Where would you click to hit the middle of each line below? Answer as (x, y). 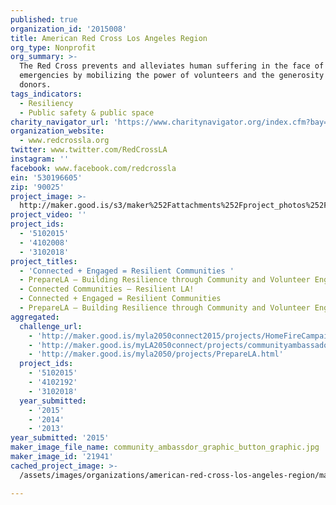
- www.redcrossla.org (64, 141)
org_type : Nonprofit (53, 47)
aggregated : (35, 317)
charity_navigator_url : (60, 122)
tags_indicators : (46, 94)
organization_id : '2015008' (69, 29)
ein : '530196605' (46, 177)
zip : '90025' (37, 187)
